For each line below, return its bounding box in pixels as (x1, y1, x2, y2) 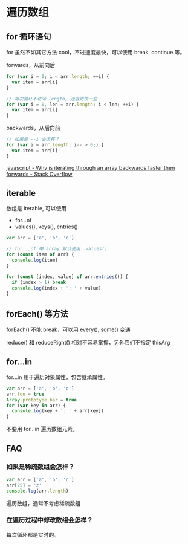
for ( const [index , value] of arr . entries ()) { (6, 273, 129, 280)
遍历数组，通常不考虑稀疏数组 (6, 499, 80, 507)
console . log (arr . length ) (6, 488, 69, 494)
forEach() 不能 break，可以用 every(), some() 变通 (6, 326, 131, 333)
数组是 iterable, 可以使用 (6, 205, 67, 212)
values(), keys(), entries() (15, 223, 79, 230)
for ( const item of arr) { (6, 251, 74, 257)
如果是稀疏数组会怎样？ (6, 462, 74, 471)
